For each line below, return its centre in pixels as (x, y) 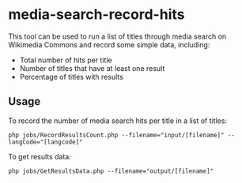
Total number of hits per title (66, 60)
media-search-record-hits (96, 15)
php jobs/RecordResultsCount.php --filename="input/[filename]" (116, 135)
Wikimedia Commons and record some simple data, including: (109, 44)
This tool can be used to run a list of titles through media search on (117, 36)
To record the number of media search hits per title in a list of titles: (118, 121)
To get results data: (40, 156)
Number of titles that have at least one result (92, 68)
